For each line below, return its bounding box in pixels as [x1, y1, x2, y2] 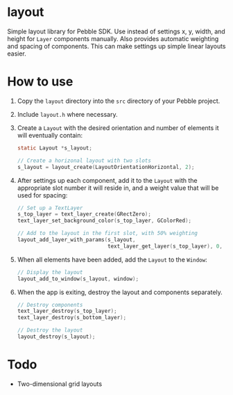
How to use [7, 74, 74, 90]
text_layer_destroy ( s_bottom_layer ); [17, 314, 127, 321]
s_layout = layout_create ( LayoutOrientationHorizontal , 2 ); [17, 163, 195, 170]
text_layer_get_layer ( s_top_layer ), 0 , [107, 243, 223, 250]
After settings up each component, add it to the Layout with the [17, 176, 198, 184]
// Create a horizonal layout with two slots [17, 157, 151, 164]
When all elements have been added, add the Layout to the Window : [17, 255, 207, 264]
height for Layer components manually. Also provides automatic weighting [7, 34, 219, 42]
